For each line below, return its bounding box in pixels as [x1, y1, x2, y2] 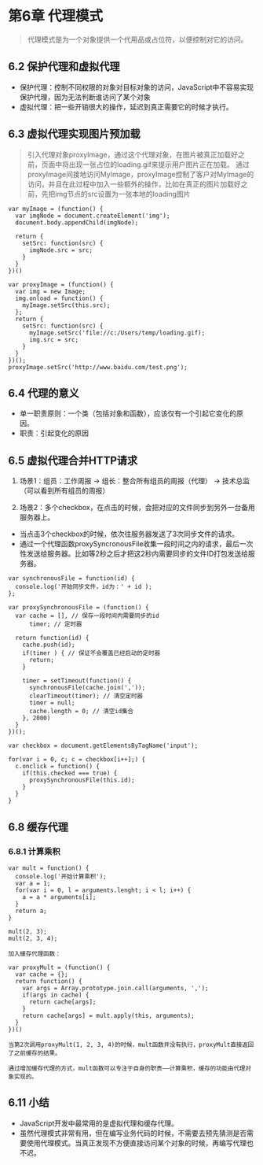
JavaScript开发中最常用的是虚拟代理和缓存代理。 [19, 1119, 179, 1128]
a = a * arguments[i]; [22, 893, 97, 901]
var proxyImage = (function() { [8, 280, 114, 288]
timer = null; [28, 699, 76, 707]
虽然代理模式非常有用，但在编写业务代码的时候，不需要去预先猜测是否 [19, 1128, 247, 1137]
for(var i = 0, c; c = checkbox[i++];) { [8, 756, 146, 764]
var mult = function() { [8, 864, 89, 872]
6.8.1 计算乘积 [8, 845, 60, 856]
